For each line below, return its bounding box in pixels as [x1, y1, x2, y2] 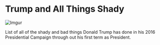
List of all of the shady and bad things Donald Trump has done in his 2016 [5, 29, 156, 35]
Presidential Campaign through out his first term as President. [5, 34, 131, 40]
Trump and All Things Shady [5, 3, 125, 15]
